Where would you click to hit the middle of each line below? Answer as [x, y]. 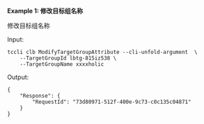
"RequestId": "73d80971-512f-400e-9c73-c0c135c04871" [112, 102]
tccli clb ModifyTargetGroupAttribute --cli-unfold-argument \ [102, 52]
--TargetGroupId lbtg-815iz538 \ [68, 58]
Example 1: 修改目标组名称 [45, 11]
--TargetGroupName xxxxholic [62, 64]
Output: [18, 77]
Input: [16, 39]
